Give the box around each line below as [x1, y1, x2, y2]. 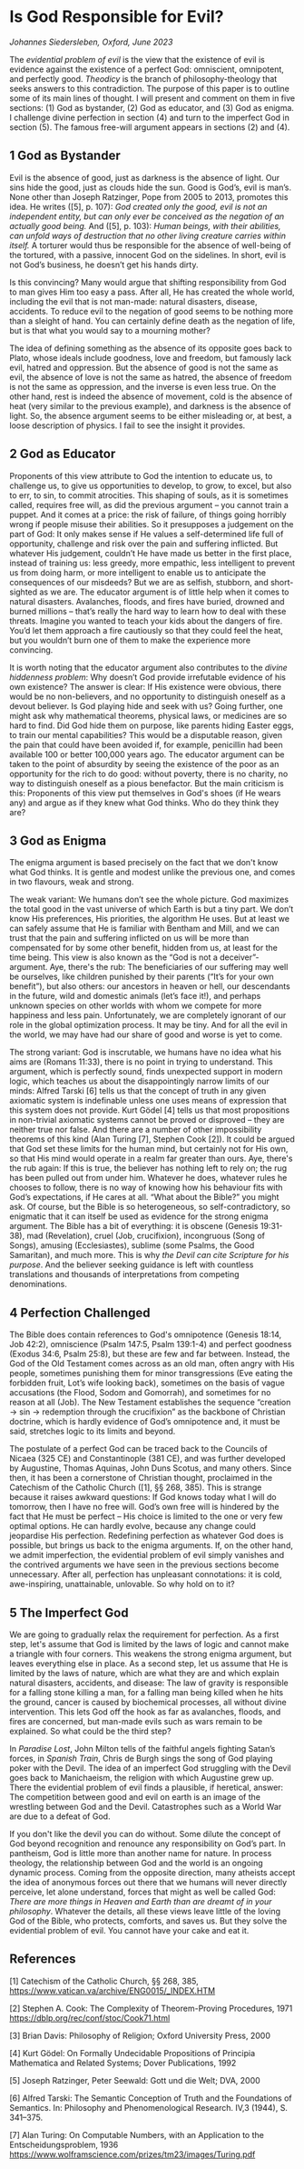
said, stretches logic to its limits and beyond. [9, 1425, 176, 1437]
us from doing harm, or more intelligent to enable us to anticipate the [9, 566, 266, 578]
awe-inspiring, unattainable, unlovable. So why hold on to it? [9, 1579, 235, 1590]
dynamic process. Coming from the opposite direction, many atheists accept [9, 1867, 296, 1878]
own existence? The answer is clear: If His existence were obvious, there [9, 681, 282, 692]
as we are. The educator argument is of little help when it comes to [39, 586, 289, 597]
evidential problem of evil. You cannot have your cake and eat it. [9, 1925, 250, 1935]
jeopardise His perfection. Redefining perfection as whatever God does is [9, 1530, 284, 1542]
